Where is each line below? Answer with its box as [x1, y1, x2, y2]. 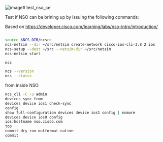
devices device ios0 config [5, 114, 63, 120]
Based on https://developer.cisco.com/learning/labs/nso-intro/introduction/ [5, 24, 158, 29]
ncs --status [5, 74, 32, 79]
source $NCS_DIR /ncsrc [5, 37, 52, 42]
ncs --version [5, 69, 34, 74]
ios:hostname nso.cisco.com [5, 119, 63, 124]
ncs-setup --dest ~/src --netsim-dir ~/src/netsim [5, 47, 111, 52]
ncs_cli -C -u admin [5, 92, 48, 97]
